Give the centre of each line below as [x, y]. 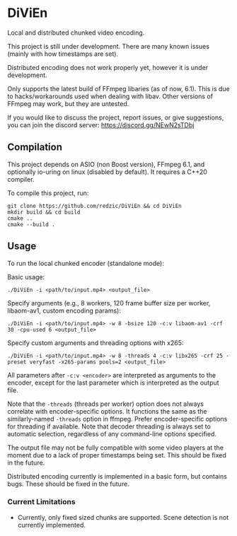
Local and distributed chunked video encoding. [76, 33]
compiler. [21, 179]
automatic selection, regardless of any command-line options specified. [112, 433]
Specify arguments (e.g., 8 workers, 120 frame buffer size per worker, [109, 303]
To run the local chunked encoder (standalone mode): [86, 263]
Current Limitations [41, 502]
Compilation [35, 147]
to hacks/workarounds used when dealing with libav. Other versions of [110, 96]
